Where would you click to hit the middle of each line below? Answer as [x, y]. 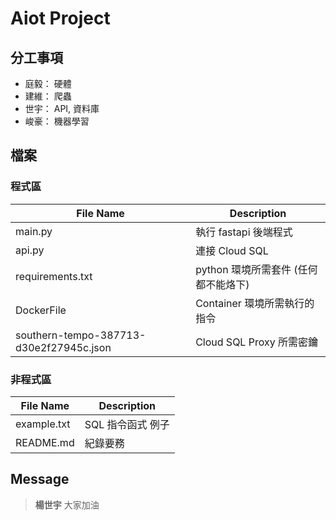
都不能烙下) [222, 284]
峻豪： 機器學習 [57, 121]
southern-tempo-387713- [81, 335]
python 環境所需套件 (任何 [256, 269]
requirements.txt [54, 276]
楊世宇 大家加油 [67, 504]
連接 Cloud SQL [232, 250]
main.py [34, 231]
